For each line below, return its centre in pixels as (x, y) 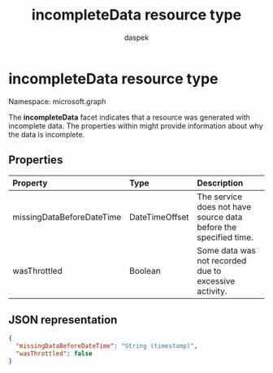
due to (209, 271)
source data (220, 217)
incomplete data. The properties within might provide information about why (136, 126)
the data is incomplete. (47, 134)
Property (30, 183)
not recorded (222, 260)
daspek (136, 37)
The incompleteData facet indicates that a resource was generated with (129, 117)
